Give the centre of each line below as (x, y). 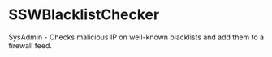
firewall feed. (30, 45)
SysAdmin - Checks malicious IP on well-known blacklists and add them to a (136, 37)
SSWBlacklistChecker (84, 15)
